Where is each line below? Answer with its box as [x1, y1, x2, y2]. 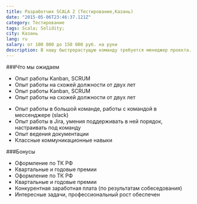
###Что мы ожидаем [6, 63, 60, 70]
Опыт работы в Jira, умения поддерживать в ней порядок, [14, 118, 163, 125]
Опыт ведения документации [14, 130, 89, 137]
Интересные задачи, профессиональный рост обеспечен [14, 190, 160, 198]
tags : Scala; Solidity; [6, 25, 65, 31]
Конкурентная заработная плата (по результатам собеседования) [14, 184, 182, 192]
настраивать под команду [14, 124, 81, 131]
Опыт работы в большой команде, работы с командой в [14, 105, 157, 112]
